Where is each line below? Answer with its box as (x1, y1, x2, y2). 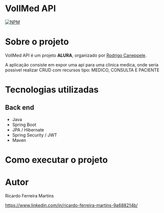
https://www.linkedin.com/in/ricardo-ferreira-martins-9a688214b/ (5, 202, 138, 208)
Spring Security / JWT (12, 132, 57, 138)
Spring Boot (12, 122, 37, 128)
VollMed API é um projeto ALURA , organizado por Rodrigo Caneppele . (5, 52, 147, 58)
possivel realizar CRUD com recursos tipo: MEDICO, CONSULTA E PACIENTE (5, 67, 160, 73)
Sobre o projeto (5, 36, 69, 47)
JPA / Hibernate (12, 127, 45, 132)
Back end (5, 104, 34, 112)
